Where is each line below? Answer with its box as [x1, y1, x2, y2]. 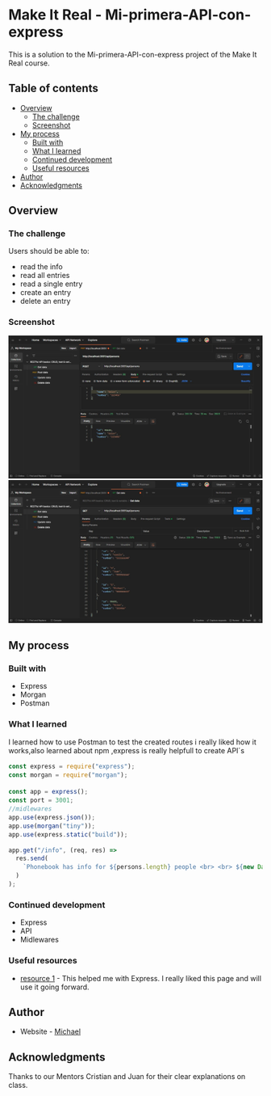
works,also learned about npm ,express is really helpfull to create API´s [8, 745, 244, 755]
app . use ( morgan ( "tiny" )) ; [8, 822, 95, 830]
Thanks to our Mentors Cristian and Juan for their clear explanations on [8, 1072, 246, 1081]
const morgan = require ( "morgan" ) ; [8, 770, 128, 779]
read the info [19, 262, 63, 272]
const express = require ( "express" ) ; [8, 762, 135, 770]
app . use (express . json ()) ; [8, 813, 95, 821]
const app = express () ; [8, 788, 89, 796]
